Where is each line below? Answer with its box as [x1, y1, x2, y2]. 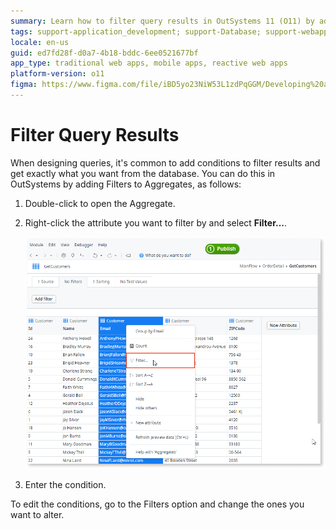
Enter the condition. [24, 479, 107, 491]
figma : [10, 80, 38, 90]
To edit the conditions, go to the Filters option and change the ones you [10, 498, 305, 510]
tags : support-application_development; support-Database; [10, 26, 262, 37]
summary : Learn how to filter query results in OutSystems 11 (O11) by [10, 16, 315, 26]
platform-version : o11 [10, 69, 105, 79]
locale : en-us [10, 37, 70, 47]
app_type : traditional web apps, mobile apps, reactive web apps [10, 58, 288, 69]
